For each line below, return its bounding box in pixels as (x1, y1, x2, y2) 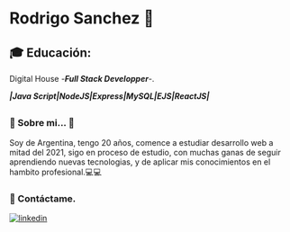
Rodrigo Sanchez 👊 (9, 8, 155, 29)
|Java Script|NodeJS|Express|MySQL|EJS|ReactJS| (9, 91, 210, 102)
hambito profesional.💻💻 (9, 166, 102, 177)
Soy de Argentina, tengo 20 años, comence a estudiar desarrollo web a (9, 137, 274, 147)
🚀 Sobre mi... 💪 (9, 117, 75, 129)
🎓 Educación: (9, 45, 92, 60)
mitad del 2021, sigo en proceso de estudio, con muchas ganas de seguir (9, 147, 281, 157)
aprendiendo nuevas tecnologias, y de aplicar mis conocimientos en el (9, 156, 271, 167)
